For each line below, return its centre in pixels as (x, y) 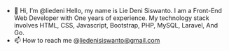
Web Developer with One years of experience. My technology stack (112, 18)
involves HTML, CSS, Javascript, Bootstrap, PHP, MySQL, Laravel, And (116, 25)
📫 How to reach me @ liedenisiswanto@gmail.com (87, 40)
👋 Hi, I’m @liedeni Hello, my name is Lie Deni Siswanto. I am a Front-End (118, 11)
